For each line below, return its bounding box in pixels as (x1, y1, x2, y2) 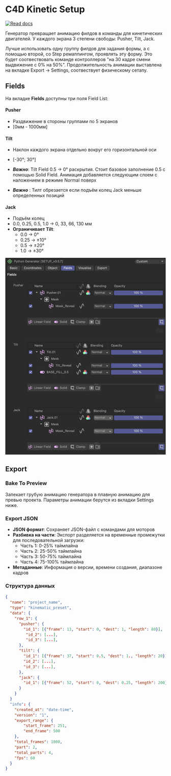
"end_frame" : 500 (23, 729, 60, 734)
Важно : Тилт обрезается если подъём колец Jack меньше (12, 187, 142, 193)
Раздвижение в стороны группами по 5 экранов (12, 118, 118, 124)
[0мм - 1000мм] (12, 124, 48, 130)
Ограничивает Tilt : (12, 226, 54, 232)
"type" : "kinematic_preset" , (10, 605, 72, 611)
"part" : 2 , (14, 744, 38, 750)
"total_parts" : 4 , (14, 750, 53, 755)
